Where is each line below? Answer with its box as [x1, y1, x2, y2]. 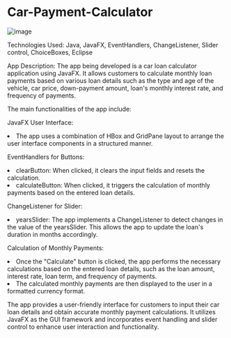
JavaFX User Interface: [7, 118, 74, 126]
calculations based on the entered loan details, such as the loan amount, [7, 264, 215, 272]
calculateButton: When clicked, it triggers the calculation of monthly [16, 180, 211, 189]
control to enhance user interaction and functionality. [7, 322, 159, 331]
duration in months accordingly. [7, 230, 99, 238]
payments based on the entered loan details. [7, 188, 136, 197]
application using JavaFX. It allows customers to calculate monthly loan [7, 69, 212, 77]
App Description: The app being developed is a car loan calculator [7, 61, 197, 70]
